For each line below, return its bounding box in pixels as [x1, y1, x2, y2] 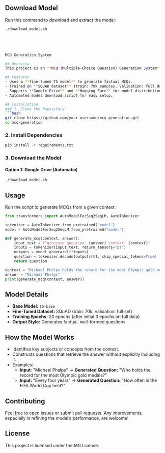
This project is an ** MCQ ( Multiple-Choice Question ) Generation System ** [5, 66, 162, 71]
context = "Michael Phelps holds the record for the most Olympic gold [5, 267, 155, 272]
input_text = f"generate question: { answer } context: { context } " [14, 240, 151, 245]
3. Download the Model [5, 155, 61, 161]
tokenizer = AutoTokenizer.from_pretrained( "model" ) [5, 222, 115, 227]
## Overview [5, 61, 29, 66]
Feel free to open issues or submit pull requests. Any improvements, [5, 410, 143, 416]
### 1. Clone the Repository [5, 107, 65, 111]
